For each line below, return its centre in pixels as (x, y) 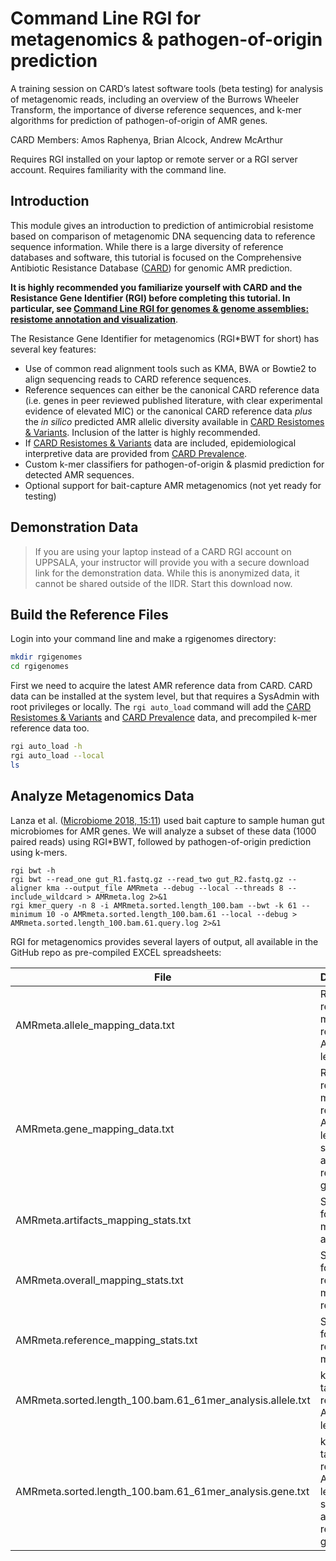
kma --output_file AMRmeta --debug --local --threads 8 (165, 888)
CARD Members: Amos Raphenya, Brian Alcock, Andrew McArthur (146, 139)
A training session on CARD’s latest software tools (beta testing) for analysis (167, 88)
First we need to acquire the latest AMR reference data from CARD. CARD (161, 686)
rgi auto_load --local (57, 756)
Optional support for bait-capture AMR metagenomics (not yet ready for (173, 485)
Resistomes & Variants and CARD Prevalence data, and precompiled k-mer (164, 718)
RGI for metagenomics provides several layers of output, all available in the (164, 941)
